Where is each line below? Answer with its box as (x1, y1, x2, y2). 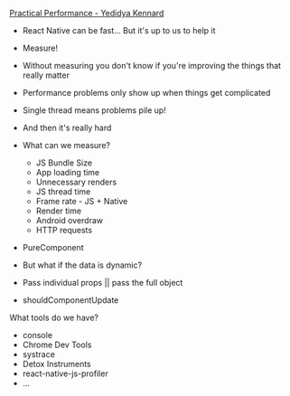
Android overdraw (35, 215, 104, 225)
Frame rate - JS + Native (35, 196, 128, 206)
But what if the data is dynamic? (22, 259, 143, 270)
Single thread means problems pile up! (22, 105, 167, 116)
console (22, 330, 52, 340)
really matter (22, 70, 70, 80)
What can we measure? (22, 140, 111, 150)
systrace (22, 349, 56, 360)
